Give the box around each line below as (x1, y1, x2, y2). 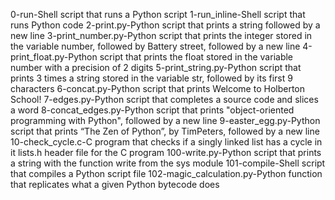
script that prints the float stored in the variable (99, 51, 294, 63)
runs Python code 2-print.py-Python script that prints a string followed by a (10, 19, 321, 31)
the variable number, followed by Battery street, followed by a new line (10, 40, 301, 52)
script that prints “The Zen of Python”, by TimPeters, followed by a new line (10, 125, 320, 137)
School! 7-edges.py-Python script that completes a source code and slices (10, 94, 319, 105)
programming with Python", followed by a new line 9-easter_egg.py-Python (10, 115, 321, 126)
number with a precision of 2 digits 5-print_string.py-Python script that (10, 62, 302, 73)
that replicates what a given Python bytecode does (10, 179, 220, 190)
